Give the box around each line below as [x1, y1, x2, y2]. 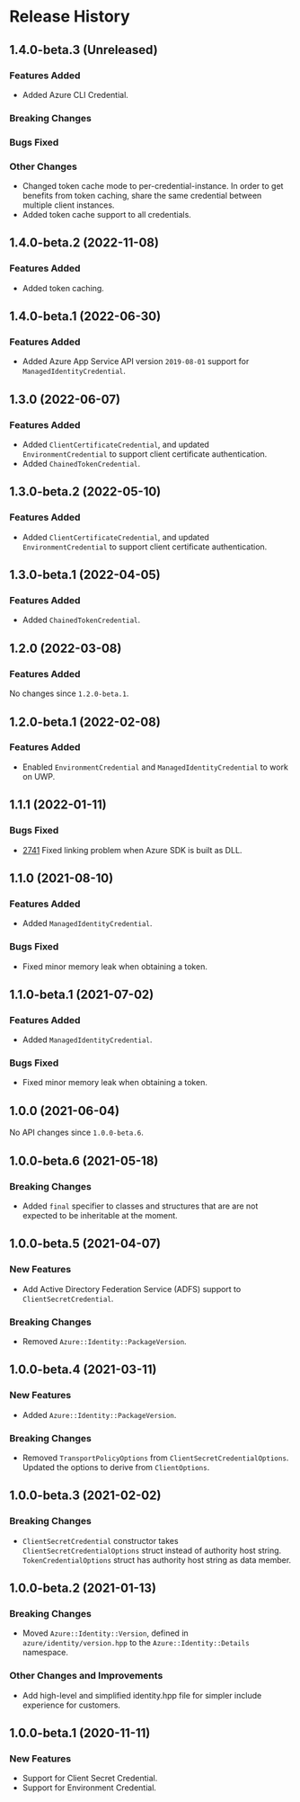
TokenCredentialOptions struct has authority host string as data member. [22, 1554, 292, 1566]
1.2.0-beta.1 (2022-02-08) [9, 714, 162, 729]
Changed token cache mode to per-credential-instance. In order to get [22, 181, 284, 192]
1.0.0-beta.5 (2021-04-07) [9, 1236, 162, 1252]
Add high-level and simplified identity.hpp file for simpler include [22, 1690, 262, 1700]
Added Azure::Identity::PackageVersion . [22, 1409, 177, 1420]
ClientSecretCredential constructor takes [22, 1535, 179, 1546]
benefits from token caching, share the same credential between [22, 191, 262, 201]
